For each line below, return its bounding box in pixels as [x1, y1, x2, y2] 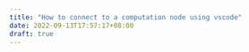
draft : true [9, 29, 54, 38]
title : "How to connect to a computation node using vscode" [9, 12, 243, 22]
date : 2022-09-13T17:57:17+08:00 [9, 21, 134, 30]
